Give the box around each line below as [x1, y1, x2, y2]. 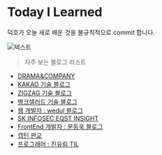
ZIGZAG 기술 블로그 [17, 89, 72, 97]
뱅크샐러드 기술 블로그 [17, 97, 78, 105]
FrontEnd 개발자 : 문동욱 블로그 [17, 122, 103, 131]
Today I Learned [7, 4, 103, 20]
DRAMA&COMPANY [17, 71, 75, 80]
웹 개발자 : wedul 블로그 [17, 106, 84, 115]
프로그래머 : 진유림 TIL [17, 140, 79, 148]
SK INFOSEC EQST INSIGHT [17, 114, 99, 122]
